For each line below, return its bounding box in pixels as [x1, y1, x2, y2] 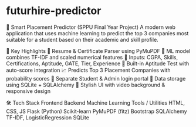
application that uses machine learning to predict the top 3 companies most [6, 29, 189, 36]
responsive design [6, 87, 51, 95]
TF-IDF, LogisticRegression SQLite [6, 113, 90, 121]
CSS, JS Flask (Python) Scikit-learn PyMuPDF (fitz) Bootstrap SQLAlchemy [6, 108, 187, 115]
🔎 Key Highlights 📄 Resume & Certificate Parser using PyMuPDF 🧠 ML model [6, 47, 191, 54]
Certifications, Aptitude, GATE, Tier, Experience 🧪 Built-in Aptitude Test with [6, 60, 190, 67]
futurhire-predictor [6, 4, 102, 18]
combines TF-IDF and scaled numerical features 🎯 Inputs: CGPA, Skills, [6, 54, 178, 61]
